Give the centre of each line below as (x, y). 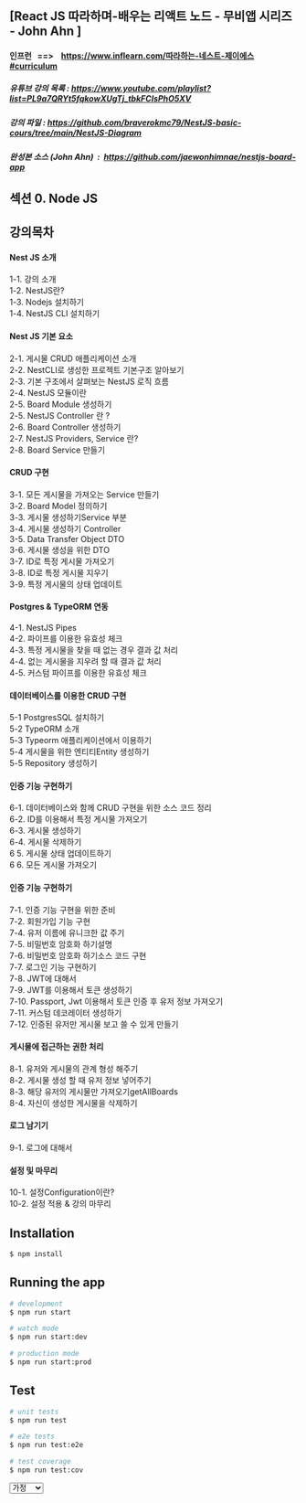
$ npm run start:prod (51, 1362)
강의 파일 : (27, 123)
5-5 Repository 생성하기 (53, 763)
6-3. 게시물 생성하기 (46, 831)
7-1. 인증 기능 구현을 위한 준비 (63, 910)
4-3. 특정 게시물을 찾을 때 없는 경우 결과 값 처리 (94, 650)
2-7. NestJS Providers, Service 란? (74, 438)
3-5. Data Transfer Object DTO (67, 538)
